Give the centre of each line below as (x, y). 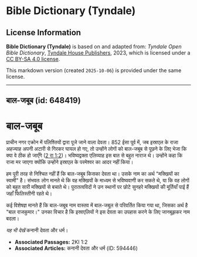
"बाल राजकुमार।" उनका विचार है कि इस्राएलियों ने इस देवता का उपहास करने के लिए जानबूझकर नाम (98, 212)
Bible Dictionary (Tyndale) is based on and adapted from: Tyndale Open (94, 46)
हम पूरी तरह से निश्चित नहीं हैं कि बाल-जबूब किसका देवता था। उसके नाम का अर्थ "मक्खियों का (93, 174)
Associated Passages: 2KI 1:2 (51, 242)
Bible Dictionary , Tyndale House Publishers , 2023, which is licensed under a (98, 53)
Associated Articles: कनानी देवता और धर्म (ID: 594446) (76, 248)
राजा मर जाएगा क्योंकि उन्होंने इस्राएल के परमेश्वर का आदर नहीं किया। (70, 162)
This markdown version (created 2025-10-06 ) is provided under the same (94, 70)
